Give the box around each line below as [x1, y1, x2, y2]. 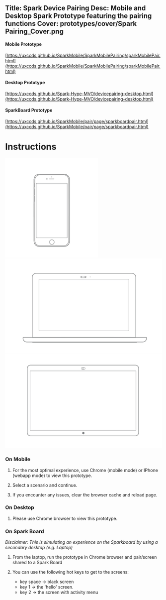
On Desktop [5, 504, 35, 511]
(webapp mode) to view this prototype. [12, 473, 92, 479]
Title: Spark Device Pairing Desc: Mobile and [5, 4, 146, 12]
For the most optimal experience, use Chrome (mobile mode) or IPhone [12, 467, 158, 473]
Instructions [5, 141, 57, 152]
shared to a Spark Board [12, 560, 63, 566]
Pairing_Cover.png [5, 27, 64, 36]
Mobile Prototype [5, 41, 42, 47]
